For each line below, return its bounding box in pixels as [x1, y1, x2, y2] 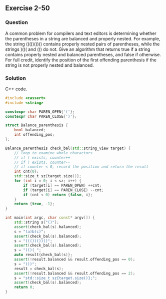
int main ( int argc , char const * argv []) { [5, 215, 95, 220]
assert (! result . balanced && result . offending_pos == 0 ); [14, 257, 135, 262]
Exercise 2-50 [5, 4, 50, 12]
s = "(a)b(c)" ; [14, 229, 46, 234]
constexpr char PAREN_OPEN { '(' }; [5, 109, 75, 114]
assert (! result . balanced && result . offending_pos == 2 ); [14, 271, 135, 276]
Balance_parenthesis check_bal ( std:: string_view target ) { [5, 146, 131, 151]
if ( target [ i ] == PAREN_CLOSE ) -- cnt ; [23, 187, 104, 193]
